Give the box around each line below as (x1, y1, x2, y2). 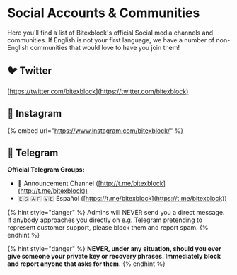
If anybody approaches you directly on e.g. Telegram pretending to (7, 216, 203, 224)
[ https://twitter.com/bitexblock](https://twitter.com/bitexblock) (7, 87, 189, 95)
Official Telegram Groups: (7, 165, 85, 174)
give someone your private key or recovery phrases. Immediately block (7, 252, 221, 261)
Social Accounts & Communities (7, 5, 200, 21)
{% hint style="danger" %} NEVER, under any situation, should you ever (7, 245, 221, 253)
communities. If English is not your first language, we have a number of (7, 35, 215, 44)
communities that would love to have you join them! (30, 43, 180, 52)
